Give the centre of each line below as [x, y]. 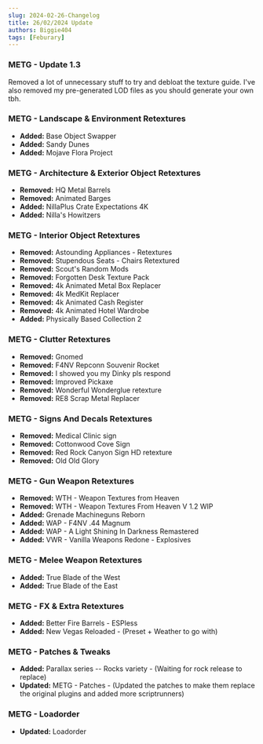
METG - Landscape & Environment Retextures [97, 119]
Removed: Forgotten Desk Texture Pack [84, 277]
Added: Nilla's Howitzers [60, 215]
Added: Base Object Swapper [68, 136]
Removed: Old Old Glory [59, 461]
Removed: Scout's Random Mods [74, 269]
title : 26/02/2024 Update [50, 23]
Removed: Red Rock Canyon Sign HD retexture [96, 453]
